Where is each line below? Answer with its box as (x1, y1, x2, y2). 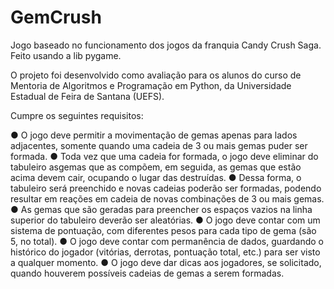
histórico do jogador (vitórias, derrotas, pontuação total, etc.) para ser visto (10, 246, 321, 258)
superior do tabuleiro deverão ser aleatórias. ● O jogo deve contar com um (10, 214, 321, 226)
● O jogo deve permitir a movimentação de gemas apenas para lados (10, 129, 298, 141)
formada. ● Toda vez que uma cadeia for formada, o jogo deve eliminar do (10, 150, 319, 162)
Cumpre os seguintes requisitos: (10, 109, 144, 121)
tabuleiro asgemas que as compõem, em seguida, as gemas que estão (10, 161, 302, 173)
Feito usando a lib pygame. (10, 49, 122, 61)
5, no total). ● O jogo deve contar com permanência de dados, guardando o (10, 235, 324, 247)
